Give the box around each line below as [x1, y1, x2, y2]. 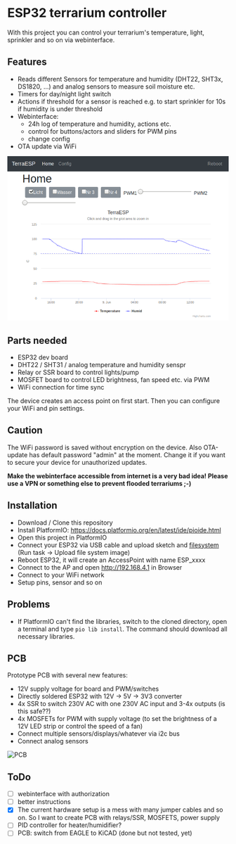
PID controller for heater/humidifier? [17, 821, 122, 829]
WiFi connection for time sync [17, 383, 105, 392]
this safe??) [17, 707, 51, 715]
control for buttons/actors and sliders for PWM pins [27, 127, 177, 135]
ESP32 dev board [17, 353, 69, 362]
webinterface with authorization [17, 790, 110, 798]
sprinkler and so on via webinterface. [7, 35, 115, 44]
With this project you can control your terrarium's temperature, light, [7, 28, 205, 37]
